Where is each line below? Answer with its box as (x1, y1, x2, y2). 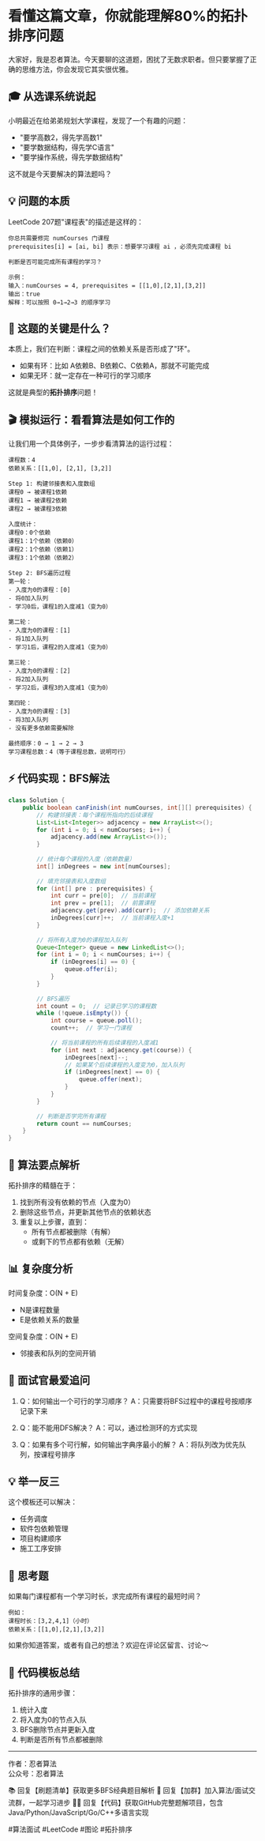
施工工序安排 (19, 1544, 62, 1553)
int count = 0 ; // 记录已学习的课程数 (36, 1002, 157, 1010)
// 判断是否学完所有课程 (36, 1112, 106, 1120)
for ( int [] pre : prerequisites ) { (36, 884, 154, 893)
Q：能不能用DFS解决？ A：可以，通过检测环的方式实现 (19, 1423, 198, 1433)
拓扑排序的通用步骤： (8, 1689, 77, 1697)
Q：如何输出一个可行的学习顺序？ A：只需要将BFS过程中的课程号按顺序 (19, 1396, 252, 1406)
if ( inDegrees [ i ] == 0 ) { (50, 958, 136, 966)
